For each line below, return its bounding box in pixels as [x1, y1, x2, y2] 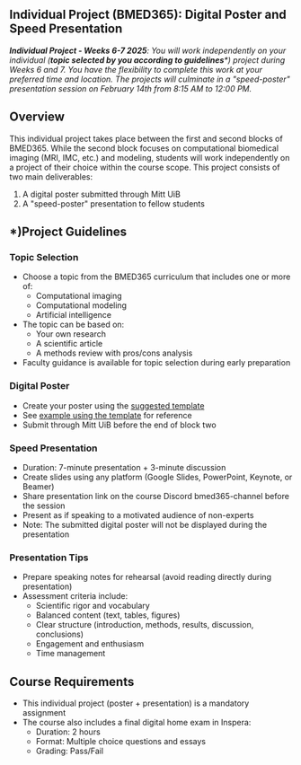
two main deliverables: [9, 171, 93, 182]
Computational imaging [35, 291, 123, 302]
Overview [9, 110, 66, 125]
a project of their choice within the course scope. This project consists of [9, 162, 280, 172]
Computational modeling [35, 300, 128, 311]
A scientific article [35, 339, 103, 349]
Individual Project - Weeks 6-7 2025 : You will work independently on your [9, 45, 287, 56]
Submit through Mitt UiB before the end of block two [22, 419, 217, 430]
